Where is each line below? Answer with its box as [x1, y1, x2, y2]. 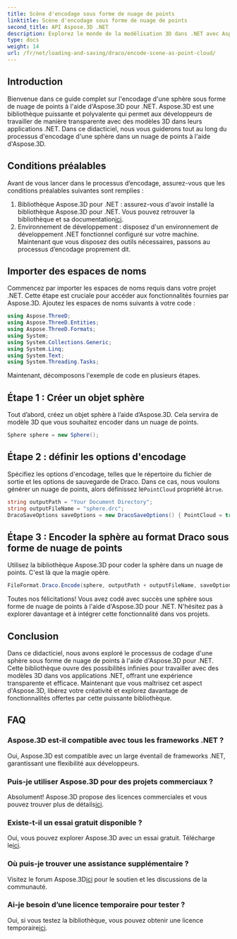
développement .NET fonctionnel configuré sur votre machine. [17, 230, 200, 238]
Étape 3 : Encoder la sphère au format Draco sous [7, 531, 229, 543]
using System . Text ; [7, 352, 65, 359]
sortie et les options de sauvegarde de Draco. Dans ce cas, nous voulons [7, 477, 220, 485]
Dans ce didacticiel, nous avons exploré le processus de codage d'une [7, 648, 213, 657]
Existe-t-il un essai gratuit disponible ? [7, 818, 142, 828]
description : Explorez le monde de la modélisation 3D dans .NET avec [7, 30, 219, 37]
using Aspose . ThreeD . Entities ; [7, 319, 99, 327]
